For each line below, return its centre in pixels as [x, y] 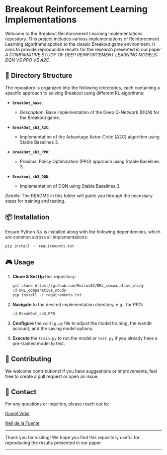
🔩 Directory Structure [39, 76]
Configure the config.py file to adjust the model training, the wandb [82, 323]
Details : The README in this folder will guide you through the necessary [79, 196]
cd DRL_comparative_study [39, 290]
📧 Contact [21, 392]
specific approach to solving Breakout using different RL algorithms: [75, 93]
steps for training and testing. [35, 201]
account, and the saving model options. [53, 328]
